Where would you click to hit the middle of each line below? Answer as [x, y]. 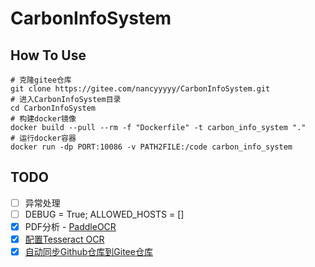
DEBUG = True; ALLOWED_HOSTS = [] [104, 214]
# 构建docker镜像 [43, 119]
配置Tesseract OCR [64, 239]
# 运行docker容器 [43, 138]
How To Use [48, 55]
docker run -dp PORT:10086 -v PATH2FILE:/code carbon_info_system [151, 147]
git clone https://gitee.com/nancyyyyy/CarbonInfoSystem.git [140, 89]
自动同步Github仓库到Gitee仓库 [88, 252]
